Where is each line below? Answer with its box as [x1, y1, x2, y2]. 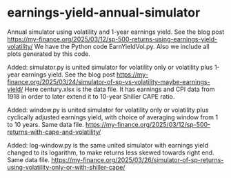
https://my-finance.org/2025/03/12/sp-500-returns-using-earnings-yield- [7, 34, 218, 43]
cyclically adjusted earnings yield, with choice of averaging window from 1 [7, 112, 219, 121]
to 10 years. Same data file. [7, 120, 84, 128]
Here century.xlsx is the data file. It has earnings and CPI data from [24, 85, 215, 93]
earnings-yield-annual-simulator [7, 5, 201, 21]
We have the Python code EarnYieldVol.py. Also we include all [34, 42, 210, 50]
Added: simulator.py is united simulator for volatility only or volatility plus [7, 63, 213, 71]
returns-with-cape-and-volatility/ [7, 128, 101, 136]
